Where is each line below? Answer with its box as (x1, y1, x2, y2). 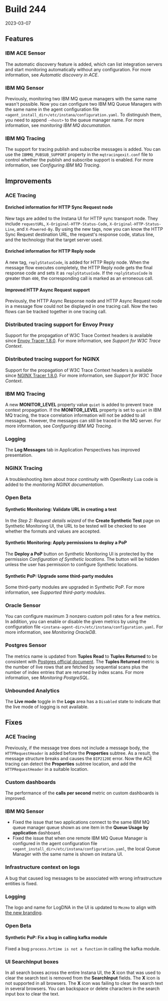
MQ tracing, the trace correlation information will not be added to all (5, 412, 145, 418)
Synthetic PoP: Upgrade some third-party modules (5, 573, 114, 579)
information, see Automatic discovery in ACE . (5, 72, 99, 78)
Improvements (5, 177, 52, 185)
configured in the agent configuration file (12, 841, 98, 847)
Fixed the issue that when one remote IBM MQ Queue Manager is (12, 835, 148, 841)
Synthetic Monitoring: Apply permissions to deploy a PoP (5, 540, 127, 546)
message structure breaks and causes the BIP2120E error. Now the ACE (5, 755, 152, 761)
